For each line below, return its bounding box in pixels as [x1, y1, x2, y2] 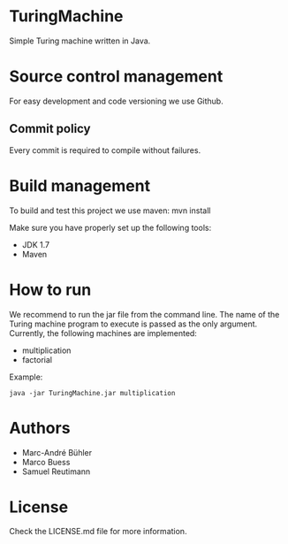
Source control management [9, 66, 224, 87]
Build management [9, 175, 151, 195]
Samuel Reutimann [21, 466, 91, 477]
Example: [9, 372, 43, 382]
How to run [9, 280, 92, 300]
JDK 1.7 [21, 239, 50, 249]
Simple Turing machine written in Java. [9, 35, 151, 46]
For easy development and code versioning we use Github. [9, 96, 224, 106]
